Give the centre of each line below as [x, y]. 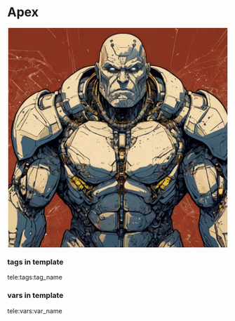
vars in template [35, 296]
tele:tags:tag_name [35, 277]
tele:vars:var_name [35, 310]
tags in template [35, 262]
